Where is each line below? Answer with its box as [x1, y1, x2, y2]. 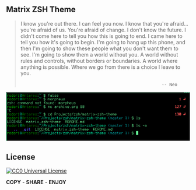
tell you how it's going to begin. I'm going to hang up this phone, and [20, 38, 185, 45]
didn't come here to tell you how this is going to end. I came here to [20, 32, 183, 40]
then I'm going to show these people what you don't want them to [20, 45, 179, 52]
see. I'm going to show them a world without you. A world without [20, 51, 178, 58]
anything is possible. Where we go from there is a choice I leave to [20, 64, 181, 71]
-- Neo [161, 82, 178, 87]
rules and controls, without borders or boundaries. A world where [20, 57, 178, 64]
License [6, 152, 36, 162]
